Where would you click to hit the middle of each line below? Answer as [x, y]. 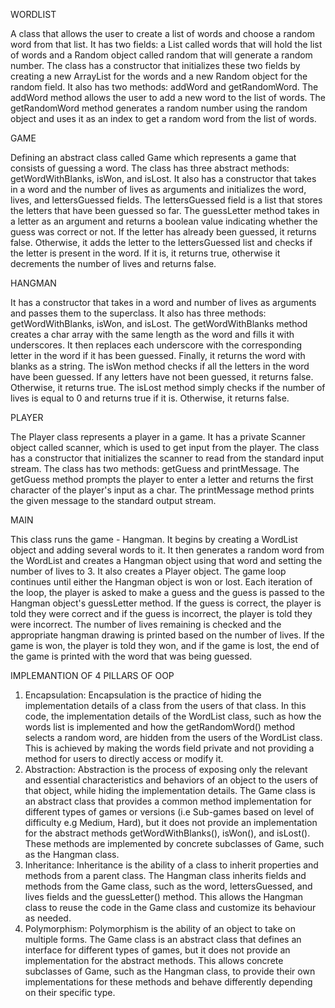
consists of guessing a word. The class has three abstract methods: [150, 168]
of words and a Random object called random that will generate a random [161, 55]
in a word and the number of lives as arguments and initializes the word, [158, 189]
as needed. [48, 918]
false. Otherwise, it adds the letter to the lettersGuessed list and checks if [161, 242]
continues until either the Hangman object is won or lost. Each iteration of [161, 582]
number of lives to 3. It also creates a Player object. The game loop [148, 571]
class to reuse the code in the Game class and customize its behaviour [170, 907]
